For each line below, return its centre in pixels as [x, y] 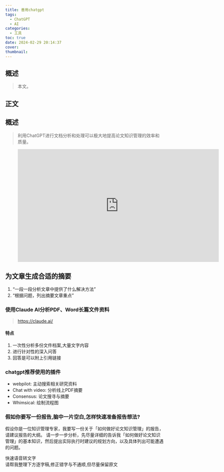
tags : [11, 15]
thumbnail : [17, 52]
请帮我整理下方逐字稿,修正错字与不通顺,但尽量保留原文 [62, 464]
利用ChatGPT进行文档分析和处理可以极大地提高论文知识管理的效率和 [88, 135]
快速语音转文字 [21, 458]
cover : [12, 47]
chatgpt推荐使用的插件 [33, 372]
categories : [18, 29]
